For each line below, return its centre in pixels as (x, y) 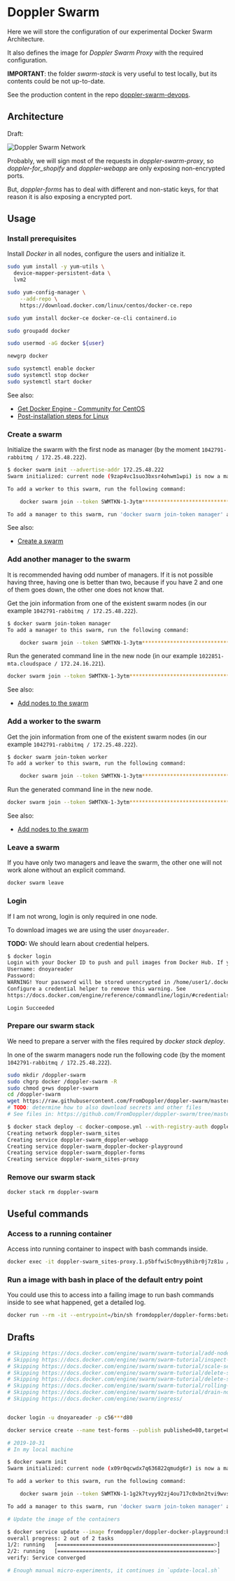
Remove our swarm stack (51, 1177)
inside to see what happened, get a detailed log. (77, 1302)
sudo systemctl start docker (50, 382)
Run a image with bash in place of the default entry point (105, 1280)
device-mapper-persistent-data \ (62, 273)
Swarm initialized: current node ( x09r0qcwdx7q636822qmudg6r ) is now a (114, 1469)
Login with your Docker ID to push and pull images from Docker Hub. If (115, 963)
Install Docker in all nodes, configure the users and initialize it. (97, 254)
